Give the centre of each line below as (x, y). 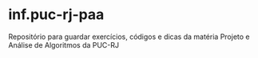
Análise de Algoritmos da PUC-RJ (64, 44)
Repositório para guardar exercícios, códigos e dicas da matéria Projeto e (129, 37)
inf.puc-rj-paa (56, 15)
